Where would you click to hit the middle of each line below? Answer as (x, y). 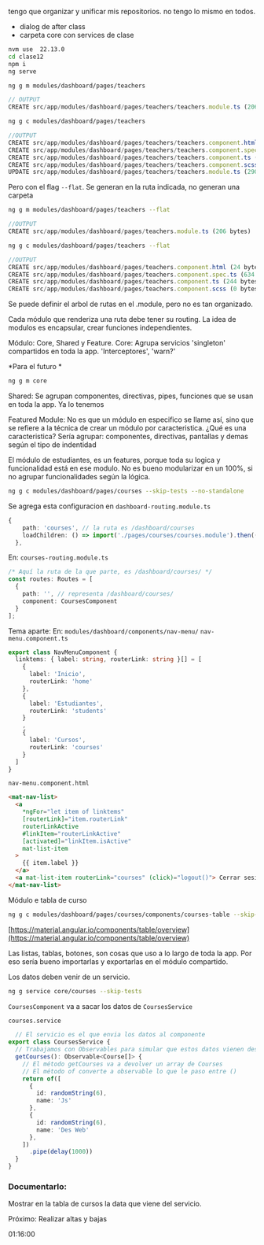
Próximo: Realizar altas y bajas (58, 1219)
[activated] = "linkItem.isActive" (77, 841)
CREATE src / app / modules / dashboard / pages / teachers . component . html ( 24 (125, 267)
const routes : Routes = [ (50, 579)
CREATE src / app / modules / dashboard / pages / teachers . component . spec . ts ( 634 (132, 275)
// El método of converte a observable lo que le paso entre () (130, 1071)
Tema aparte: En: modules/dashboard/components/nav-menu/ (103, 631)
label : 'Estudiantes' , (66, 704)
